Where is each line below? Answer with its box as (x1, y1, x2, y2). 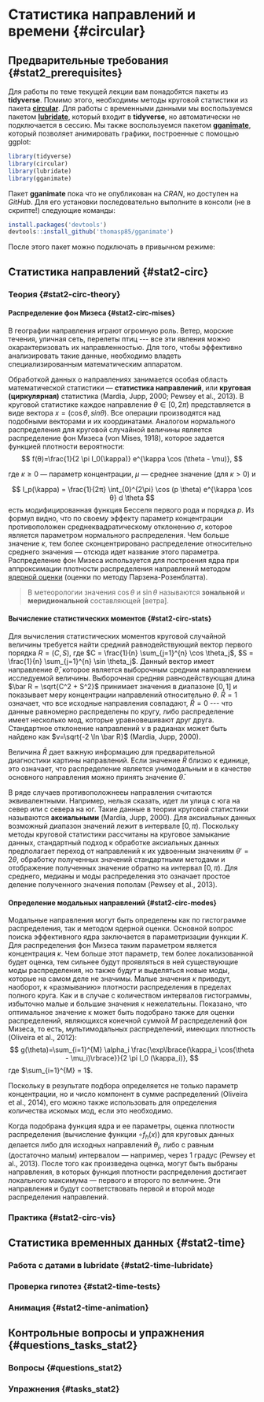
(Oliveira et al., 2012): (8, 1033, 77, 1042)
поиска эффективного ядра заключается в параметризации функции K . (8, 932, 249, 942)
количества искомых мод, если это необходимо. (8, 1106, 174, 1116)
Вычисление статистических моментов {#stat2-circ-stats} (8, 613, 212, 624)
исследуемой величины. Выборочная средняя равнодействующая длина (8, 673, 255, 683)
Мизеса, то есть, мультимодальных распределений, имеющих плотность (8, 1024, 256, 1034)
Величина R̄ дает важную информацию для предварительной (8, 747, 215, 756)
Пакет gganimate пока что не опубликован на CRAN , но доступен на (8, 188, 239, 198)
